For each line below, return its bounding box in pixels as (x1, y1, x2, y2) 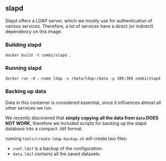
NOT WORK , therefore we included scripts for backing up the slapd (5, 120, 147, 126)
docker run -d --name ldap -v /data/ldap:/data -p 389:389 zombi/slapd (5, 76, 160, 81)
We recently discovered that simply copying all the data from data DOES (5, 115, 159, 121)
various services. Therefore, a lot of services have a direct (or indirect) (5, 23, 154, 29)
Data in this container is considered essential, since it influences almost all (5, 99, 161, 105)
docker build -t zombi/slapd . (5, 53, 72, 58)
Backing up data (5, 88, 47, 95)
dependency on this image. (5, 28, 63, 35)
